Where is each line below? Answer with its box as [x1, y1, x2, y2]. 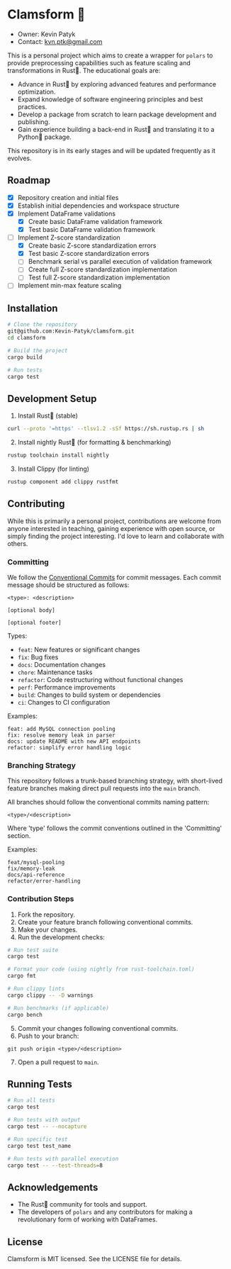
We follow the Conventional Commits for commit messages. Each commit [7, 573, 222, 581]
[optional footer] [7, 619, 62, 626]
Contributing [7, 498, 65, 510]
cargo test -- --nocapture [7, 1123, 87, 1130]
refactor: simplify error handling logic [7, 744, 132, 751]
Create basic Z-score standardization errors [28, 241, 157, 250]
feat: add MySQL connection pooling [7, 725, 115, 732]
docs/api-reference [7, 871, 65, 878]
